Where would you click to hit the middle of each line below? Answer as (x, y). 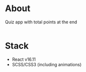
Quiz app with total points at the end (41, 22)
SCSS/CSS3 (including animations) (47, 64)
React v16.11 (24, 59)
